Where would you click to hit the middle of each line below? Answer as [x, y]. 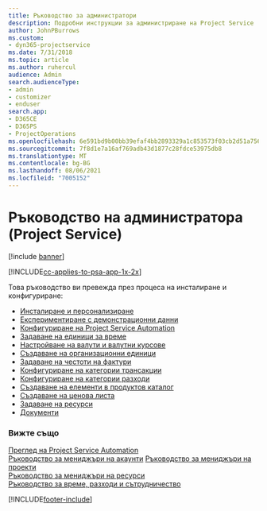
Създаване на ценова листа [67, 395]
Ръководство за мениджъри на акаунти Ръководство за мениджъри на [130, 459]
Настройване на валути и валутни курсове [93, 345]
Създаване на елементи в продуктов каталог [97, 387]
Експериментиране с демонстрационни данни [99, 319]
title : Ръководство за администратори [72, 15]
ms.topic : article [39, 60]
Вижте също [34, 432]
